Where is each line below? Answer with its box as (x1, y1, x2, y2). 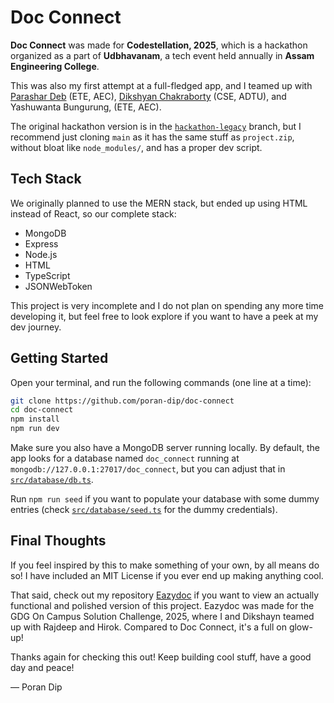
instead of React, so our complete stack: (10, 207, 177, 220)
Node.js (24, 248, 58, 260)
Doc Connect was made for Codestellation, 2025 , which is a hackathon (10, 39, 308, 51)
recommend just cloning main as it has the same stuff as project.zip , (10, 131, 295, 143)
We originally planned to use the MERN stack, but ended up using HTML (10, 197, 308, 209)
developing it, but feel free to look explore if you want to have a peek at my (10, 310, 319, 322)
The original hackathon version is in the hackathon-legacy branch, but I (10, 120, 302, 132)
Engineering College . (10, 60, 100, 72)
